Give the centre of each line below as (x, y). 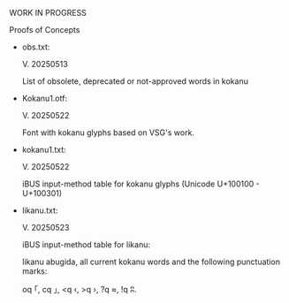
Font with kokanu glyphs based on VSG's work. (108, 133)
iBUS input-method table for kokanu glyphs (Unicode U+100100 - (141, 184)
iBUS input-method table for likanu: (86, 245)
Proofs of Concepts (45, 30)
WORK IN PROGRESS (48, 13)
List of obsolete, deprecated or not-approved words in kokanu (135, 81)
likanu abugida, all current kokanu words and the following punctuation (151, 261)
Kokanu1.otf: (45, 98)
